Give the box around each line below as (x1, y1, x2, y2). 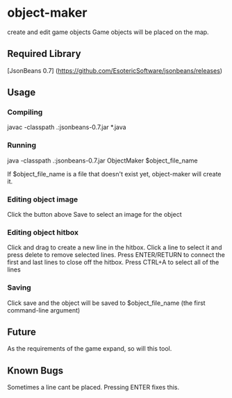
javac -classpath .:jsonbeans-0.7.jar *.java (7, 123, 126, 131)
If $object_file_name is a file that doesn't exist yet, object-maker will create (7, 169, 222, 178)
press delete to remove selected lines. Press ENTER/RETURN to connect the (7, 251, 226, 259)
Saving (7, 283, 31, 292)
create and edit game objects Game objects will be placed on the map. (7, 28, 210, 36)
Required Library (7, 48, 81, 60)
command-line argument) (7, 306, 81, 314)
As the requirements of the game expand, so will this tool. (7, 345, 172, 353)
